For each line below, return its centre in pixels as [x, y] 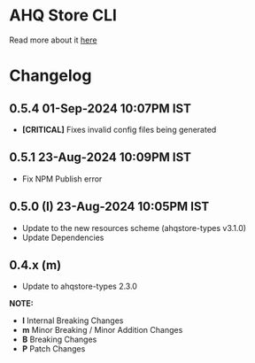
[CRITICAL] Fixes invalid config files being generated [119, 129]
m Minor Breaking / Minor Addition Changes [102, 330]
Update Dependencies [63, 237]
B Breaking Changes [59, 340]
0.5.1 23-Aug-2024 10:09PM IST [100, 157]
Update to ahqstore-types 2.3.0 [79, 286]
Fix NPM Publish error [62, 179]
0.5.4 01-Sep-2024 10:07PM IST [100, 108]
